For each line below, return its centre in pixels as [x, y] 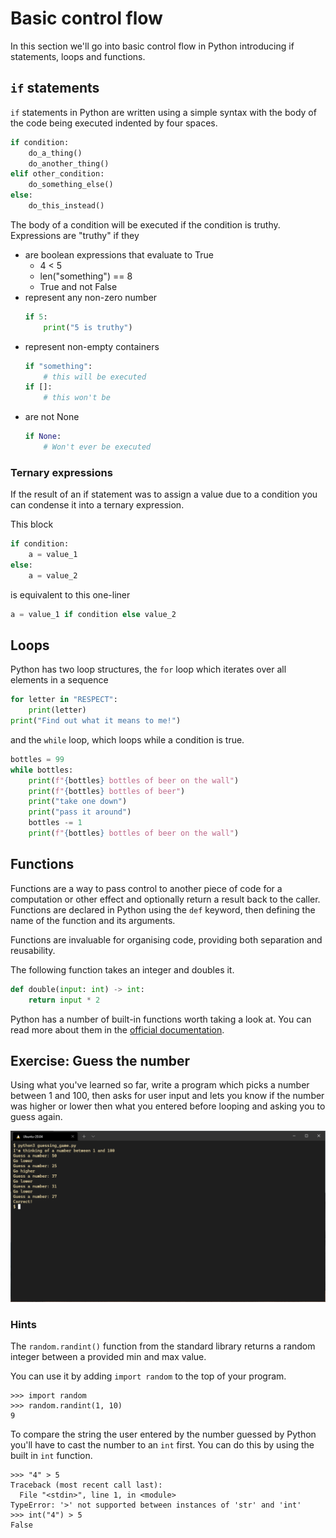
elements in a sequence [59, 680]
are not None [52, 417]
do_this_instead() [66, 206]
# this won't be [77, 398]
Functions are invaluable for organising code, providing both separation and [166, 939]
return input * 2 [64, 1000]
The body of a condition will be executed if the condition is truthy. [145, 224]
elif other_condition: [57, 174]
